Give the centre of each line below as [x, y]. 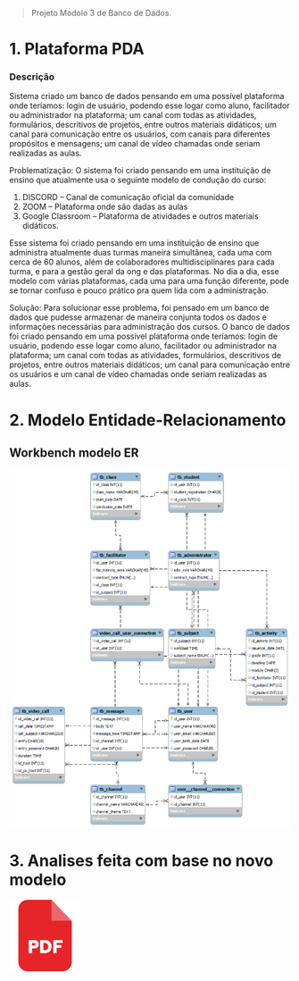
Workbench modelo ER [74, 453]
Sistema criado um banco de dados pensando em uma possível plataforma [147, 96]
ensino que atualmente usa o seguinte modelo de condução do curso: [138, 180]
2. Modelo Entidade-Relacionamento [148, 420]
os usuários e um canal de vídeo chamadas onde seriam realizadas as [138, 374]
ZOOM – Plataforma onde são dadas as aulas [105, 207]
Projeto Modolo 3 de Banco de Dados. [101, 13]
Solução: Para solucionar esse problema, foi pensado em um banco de [139, 308]
